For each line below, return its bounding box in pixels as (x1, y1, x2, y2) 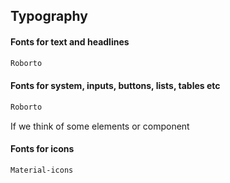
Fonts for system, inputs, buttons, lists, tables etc (10, 80, 221, 92)
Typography (10, 8, 88, 25)
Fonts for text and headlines (10, 35, 130, 48)
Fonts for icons (10, 143, 75, 155)
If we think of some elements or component (10, 120, 190, 132)
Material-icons (10, 165, 74, 175)
